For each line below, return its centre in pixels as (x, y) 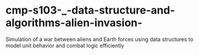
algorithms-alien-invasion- (74, 23)
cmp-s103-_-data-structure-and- (90, 10)
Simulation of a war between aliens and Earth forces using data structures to (99, 39)
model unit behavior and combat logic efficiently (65, 46)
